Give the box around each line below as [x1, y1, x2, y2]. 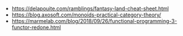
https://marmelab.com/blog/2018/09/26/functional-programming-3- [11, 18, 178, 24]
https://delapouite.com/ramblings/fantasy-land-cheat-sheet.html [11, 5, 169, 12]
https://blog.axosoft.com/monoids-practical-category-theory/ [11, 11, 162, 18]
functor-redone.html [11, 24, 61, 31]
